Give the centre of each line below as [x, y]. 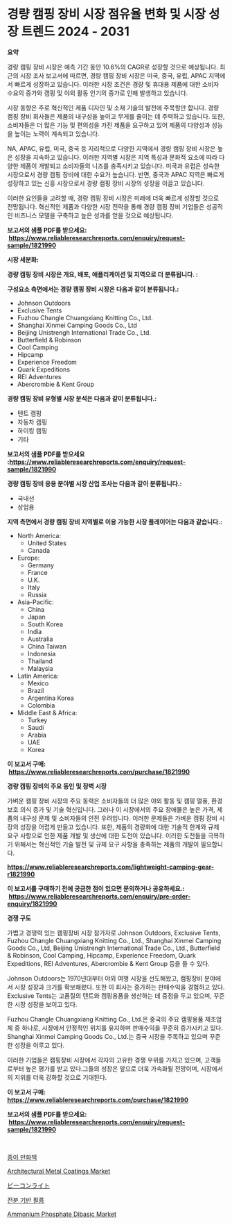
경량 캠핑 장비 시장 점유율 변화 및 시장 [107, 14]
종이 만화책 [22, 1157]
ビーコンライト [28, 1185]
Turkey [37, 720]
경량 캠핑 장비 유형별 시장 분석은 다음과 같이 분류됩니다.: [82, 398]
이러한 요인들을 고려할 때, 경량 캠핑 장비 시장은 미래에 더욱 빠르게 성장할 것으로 [113, 198]
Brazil [36, 690]
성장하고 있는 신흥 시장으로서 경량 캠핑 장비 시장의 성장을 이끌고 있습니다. [106, 183]
